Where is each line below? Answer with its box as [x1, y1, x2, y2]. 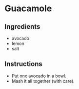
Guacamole [4, 3, 52, 14]
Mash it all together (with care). [11, 78, 75, 84]
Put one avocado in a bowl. [11, 73, 66, 79]
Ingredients [4, 22, 40, 31]
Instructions [4, 60, 42, 68]
